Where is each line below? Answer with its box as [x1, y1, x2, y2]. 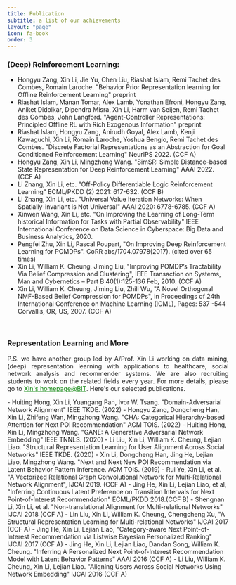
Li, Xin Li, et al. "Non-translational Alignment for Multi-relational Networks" [7, 502, 223, 510]
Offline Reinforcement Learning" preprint [17, 91, 136, 99]
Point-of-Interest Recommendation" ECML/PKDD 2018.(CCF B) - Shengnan [7, 495, 225, 503]
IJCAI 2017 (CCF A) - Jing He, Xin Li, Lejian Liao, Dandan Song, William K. [7, 539, 221, 548]
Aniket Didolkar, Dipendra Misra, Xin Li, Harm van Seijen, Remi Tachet [17, 105, 219, 114]
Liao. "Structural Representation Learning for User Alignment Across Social [7, 442, 225, 451]
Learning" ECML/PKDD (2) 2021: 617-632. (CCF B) [17, 188, 164, 196]
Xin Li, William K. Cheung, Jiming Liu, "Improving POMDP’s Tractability [17, 262, 222, 271]
